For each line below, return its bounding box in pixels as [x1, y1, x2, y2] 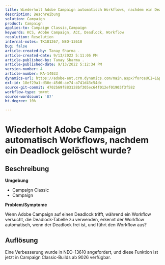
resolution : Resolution [5, 35, 54, 40]
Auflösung [5, 236, 38, 244]
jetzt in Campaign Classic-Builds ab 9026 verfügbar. [5, 254, 111, 260]
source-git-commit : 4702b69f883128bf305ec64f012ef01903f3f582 [5, 85, 135, 90]
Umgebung [5, 177, 28, 183]
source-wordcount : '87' [5, 94, 54, 99]
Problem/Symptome [5, 202, 48, 208]
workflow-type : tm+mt [5, 89, 50, 94]
